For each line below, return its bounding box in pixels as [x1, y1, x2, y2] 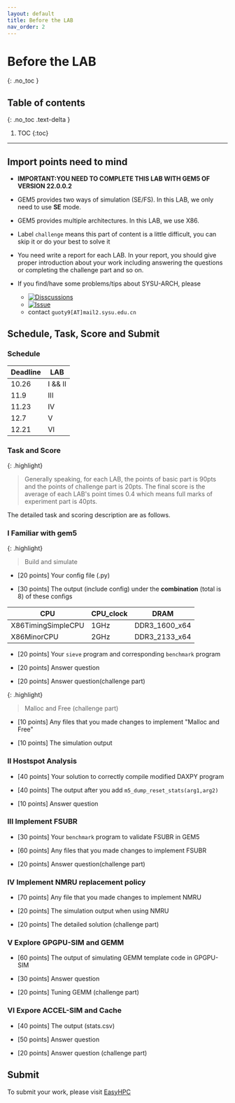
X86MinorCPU [10, 632, 59, 642]
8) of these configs [17, 592, 73, 600]
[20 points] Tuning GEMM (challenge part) [17, 988, 140, 997]
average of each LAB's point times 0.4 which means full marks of [24, 489, 213, 498]
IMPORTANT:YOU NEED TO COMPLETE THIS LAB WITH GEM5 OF [17, 174, 211, 183]
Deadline [10, 367, 41, 377]
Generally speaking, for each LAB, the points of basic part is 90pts [24, 475, 217, 483]
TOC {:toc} [17, 129, 49, 137]
